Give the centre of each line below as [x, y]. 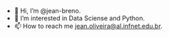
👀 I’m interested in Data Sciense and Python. [79, 18]
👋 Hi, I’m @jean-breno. [47, 11]
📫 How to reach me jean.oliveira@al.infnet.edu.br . [88, 26]
